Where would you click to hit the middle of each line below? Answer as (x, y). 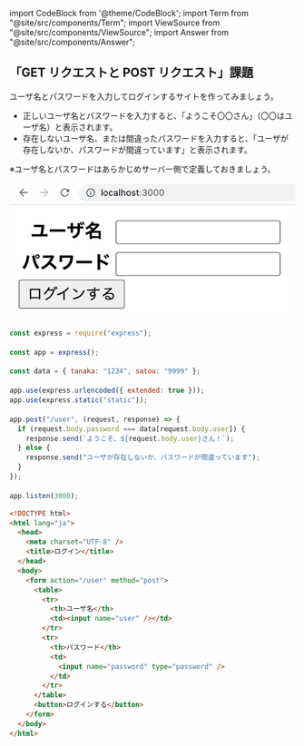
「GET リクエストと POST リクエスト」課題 (132, 73)
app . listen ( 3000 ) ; (44, 496)
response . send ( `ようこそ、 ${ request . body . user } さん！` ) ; (130, 438)
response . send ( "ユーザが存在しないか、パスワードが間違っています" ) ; (143, 457)
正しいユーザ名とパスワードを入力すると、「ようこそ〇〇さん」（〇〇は (153, 115)
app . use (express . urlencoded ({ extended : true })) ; (107, 391)
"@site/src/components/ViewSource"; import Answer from (119, 32)
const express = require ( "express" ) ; (81, 333)
